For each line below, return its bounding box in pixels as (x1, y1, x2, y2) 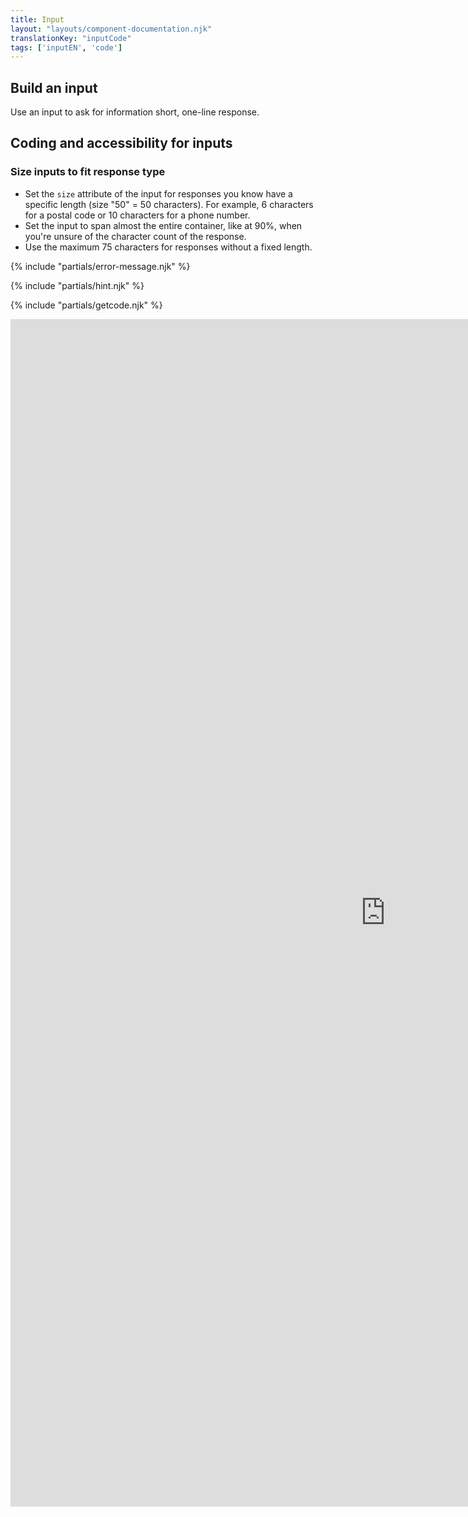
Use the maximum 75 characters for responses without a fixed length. (24, 241, 313, 253)
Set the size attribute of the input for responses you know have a (24, 187, 293, 200)
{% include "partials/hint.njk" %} (10, 279, 145, 291)
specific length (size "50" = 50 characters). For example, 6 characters (24, 198, 314, 210)
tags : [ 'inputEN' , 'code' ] (10, 42, 123, 53)
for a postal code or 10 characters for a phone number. (24, 209, 251, 221)
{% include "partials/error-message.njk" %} (10, 260, 191, 272)
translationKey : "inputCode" (10, 33, 132, 43)
